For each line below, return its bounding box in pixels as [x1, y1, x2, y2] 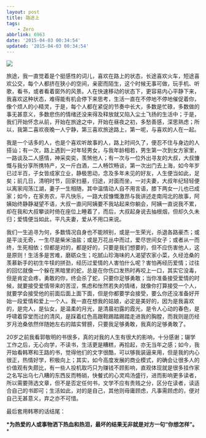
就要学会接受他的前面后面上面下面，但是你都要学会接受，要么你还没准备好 [6, 289, 194, 297]
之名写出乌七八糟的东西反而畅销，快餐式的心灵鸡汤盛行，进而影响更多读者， [6, 371, 200, 379]
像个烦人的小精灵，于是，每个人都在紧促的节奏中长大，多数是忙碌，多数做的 [6, 102, 200, 110]
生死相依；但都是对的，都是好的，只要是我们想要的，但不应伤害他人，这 [17, 243, 200, 251]
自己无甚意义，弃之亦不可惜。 [6, 395, 82, 402]
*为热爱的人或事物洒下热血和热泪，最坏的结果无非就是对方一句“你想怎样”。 [6, 420, 198, 428]
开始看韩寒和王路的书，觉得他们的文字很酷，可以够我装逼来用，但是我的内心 [6, 349, 200, 356]
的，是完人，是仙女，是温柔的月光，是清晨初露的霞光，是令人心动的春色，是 [6, 304, 200, 312]
